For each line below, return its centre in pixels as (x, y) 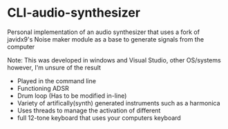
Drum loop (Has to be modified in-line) (72, 96)
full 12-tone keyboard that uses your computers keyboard (99, 118)
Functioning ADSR (43, 88)
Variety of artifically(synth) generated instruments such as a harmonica (118, 103)
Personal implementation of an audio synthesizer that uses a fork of (104, 32)
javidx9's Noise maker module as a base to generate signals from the (106, 39)
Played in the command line (57, 80)
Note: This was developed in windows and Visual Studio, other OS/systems (114, 60)
